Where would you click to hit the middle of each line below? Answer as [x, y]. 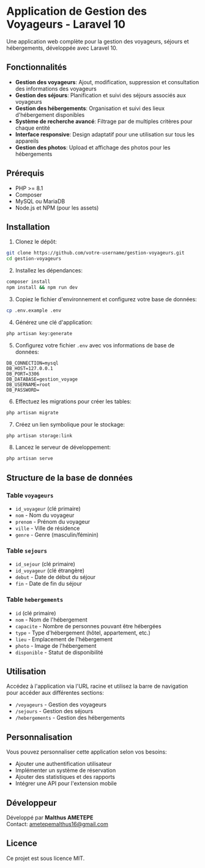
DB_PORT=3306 [23, 374]
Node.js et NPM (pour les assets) [57, 208]
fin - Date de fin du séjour [49, 584]
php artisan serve [30, 459]
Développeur [32, 803]
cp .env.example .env [34, 310]
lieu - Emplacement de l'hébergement [64, 639]
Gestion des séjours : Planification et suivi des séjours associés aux [101, 95]
